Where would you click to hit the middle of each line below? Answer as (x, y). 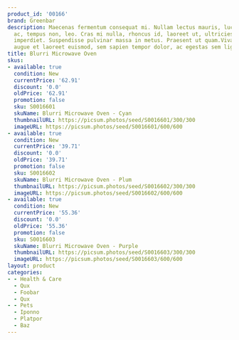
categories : (25, 272)
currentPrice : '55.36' (47, 213)
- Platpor (28, 319)
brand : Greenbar (31, 21)
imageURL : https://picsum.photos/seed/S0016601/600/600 (98, 127)
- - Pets (20, 306)
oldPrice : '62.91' (41, 93)
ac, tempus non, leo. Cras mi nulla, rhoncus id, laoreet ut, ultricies (124, 34)
